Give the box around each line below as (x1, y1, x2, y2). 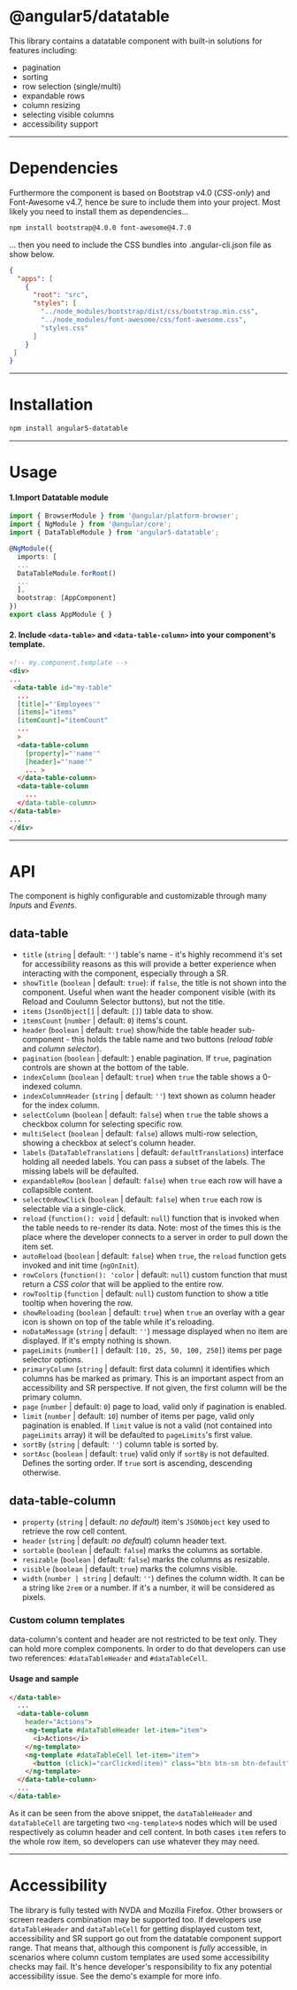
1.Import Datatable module (9, 492, 109, 503)
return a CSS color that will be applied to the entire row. (21, 1279, 224, 1290)
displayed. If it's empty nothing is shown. (21, 1336, 172, 1346)
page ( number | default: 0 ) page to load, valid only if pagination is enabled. (21, 1401, 287, 1412)
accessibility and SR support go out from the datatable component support (9, 1932, 282, 1943)
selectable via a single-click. (21, 1204, 126, 1214)
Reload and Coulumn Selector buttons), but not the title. (21, 996, 225, 1007)
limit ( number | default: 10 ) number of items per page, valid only (21, 1411, 255, 1422)
